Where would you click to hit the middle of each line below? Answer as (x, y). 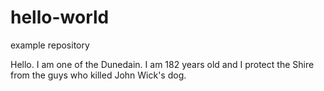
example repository (50, 45)
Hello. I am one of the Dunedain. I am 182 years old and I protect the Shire (162, 64)
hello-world (60, 17)
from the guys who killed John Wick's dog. (98, 75)
